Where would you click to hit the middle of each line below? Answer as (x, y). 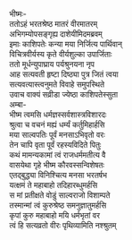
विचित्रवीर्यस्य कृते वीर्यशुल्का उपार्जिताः (61, 54)
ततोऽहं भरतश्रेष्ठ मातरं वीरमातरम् (54, 24)
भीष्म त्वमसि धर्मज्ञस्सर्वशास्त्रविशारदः (58, 115)
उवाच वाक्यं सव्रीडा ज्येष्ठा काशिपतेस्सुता (64, 94)
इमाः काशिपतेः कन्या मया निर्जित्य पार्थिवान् (66, 44)
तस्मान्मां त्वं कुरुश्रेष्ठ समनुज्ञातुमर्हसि (58, 205)
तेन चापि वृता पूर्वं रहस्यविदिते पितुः (55, 145)
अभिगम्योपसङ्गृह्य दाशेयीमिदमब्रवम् (56, 34)
